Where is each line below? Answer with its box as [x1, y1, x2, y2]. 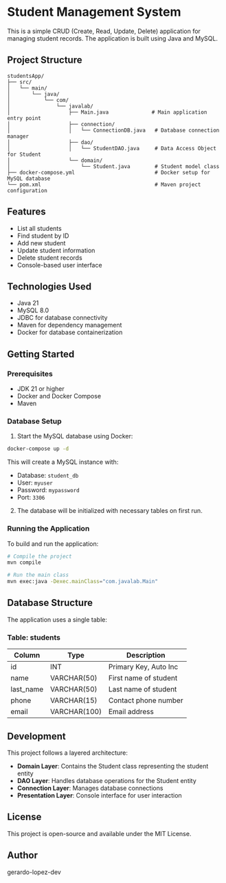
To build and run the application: [7, 539, 99, 548]
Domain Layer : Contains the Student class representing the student [16, 762, 209, 770]
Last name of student [108, 684, 177, 694]
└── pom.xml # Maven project [7, 181, 201, 188]
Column [13, 651, 41, 660]
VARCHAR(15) [50, 696, 98, 705]
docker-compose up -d [7, 445, 69, 452]
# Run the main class [7, 571, 69, 579]
